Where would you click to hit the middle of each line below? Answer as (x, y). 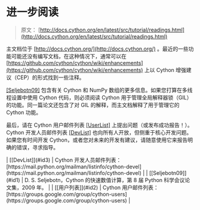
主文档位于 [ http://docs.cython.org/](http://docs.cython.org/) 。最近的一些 (98, 49)
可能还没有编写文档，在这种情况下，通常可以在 (69, 56)
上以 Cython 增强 (165, 70)
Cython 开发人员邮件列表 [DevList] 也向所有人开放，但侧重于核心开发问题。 (99, 132)
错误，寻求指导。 (37, 147)
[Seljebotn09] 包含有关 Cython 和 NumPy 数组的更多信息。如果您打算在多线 (99, 90)
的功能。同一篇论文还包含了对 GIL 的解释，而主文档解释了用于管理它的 (93, 105)
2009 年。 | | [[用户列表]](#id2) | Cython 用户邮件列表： (90, 187)
